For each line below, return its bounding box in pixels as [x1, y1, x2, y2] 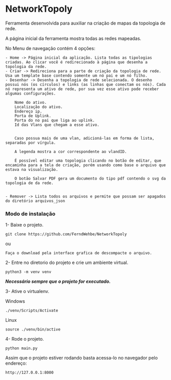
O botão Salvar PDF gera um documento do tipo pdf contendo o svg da [14, 176, 166, 181]
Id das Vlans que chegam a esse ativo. [14, 122, 100, 127]
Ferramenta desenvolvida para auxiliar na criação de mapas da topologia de [5, 20, 165, 26]
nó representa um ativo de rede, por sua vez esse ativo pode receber [5, 86, 159, 92]
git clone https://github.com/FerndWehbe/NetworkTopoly [5, 232, 127, 237]
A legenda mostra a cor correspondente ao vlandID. [14, 149, 127, 154]
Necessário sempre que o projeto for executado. [5, 278, 111, 284]
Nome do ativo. [14, 100, 47, 105]
